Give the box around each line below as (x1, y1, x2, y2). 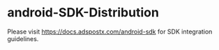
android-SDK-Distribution (7, 5, 159, 21)
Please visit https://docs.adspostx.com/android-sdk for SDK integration (7, 27, 213, 36)
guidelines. (7, 34, 39, 42)
